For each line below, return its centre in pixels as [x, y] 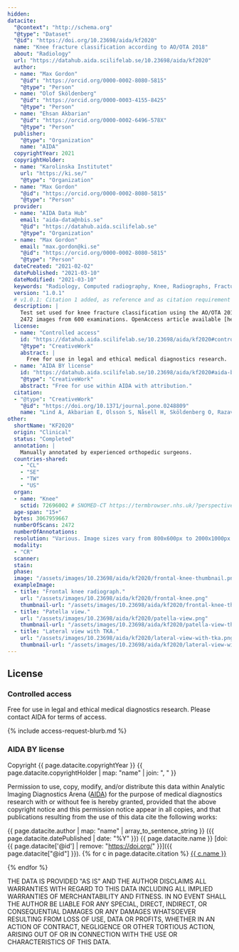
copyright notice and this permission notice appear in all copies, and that [114, 809]
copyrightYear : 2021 [44, 154]
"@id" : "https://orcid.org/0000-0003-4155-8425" [94, 101]
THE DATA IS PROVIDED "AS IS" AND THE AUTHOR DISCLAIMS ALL [107, 881]
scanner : [27, 558]
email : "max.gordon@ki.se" [60, 246]
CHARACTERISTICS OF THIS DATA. [59, 942]
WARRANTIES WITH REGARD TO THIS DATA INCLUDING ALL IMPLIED [110, 888]
